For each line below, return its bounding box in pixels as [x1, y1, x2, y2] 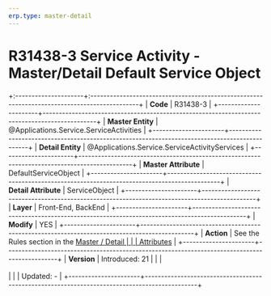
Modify [8, 219, 34, 229]
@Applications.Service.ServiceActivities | [8, 125, 146, 134]
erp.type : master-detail [8, 11, 92, 20]
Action [205, 228, 228, 238]
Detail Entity [39, 142, 82, 152]
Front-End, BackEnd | [38, 202, 110, 212]
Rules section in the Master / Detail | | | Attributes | [8, 236, 176, 247]
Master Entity [107, 116, 155, 126]
